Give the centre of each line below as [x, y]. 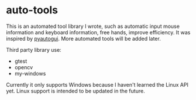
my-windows [30, 73]
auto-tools [32, 10]
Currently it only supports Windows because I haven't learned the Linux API [97, 84]
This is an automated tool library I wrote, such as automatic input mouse [93, 26]
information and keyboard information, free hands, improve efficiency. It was [98, 32]
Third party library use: [34, 49]
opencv [24, 67]
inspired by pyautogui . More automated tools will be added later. [83, 38]
